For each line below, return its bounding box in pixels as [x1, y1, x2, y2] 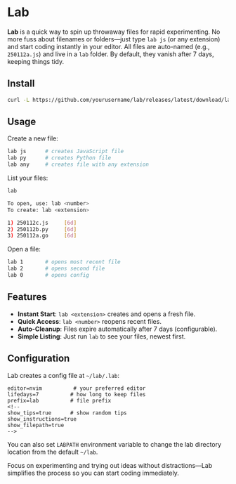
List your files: [7, 174, 48, 183]
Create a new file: [7, 134, 58, 143]
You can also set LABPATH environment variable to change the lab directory [7, 440, 222, 448]
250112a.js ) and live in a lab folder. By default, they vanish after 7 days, [7, 50, 214, 58]
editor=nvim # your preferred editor [7, 384, 146, 392]
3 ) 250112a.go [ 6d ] [7, 233, 77, 240]
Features [7, 291, 47, 303]
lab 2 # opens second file [7, 265, 105, 273]
